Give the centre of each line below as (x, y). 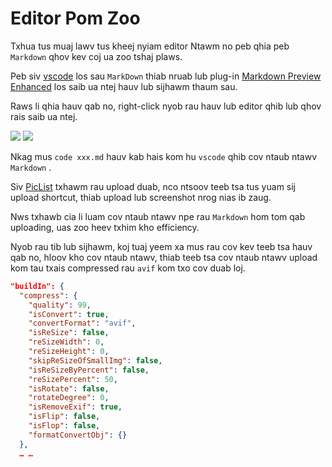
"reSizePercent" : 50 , (73, 379)
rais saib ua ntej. (44, 116)
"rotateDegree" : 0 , (69, 398)
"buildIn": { (37, 286)
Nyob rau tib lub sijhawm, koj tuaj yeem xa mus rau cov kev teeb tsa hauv (161, 246)
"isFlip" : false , (64, 417)
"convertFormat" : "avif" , (82, 323)
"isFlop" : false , (64, 426)
